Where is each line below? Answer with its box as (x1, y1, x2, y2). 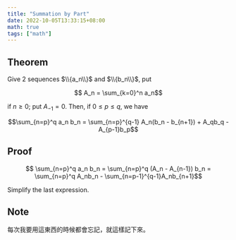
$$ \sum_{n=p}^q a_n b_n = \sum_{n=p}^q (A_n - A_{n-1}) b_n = (25, 164, 211, 173)
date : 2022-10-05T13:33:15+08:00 (7, 17, 106, 24)
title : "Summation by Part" (7, 10, 90, 18)
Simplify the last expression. (7, 185, 89, 194)
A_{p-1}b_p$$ (98, 125, 139, 133)
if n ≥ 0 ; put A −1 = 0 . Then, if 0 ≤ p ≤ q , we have (7, 102, 149, 112)
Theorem (7, 56, 49, 68)
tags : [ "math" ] (7, 30, 52, 37)
